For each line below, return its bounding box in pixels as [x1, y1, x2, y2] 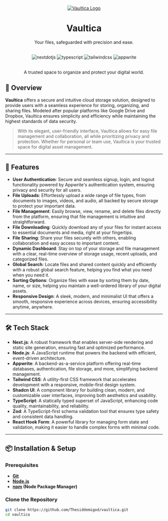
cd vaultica [5, 512, 30, 517]
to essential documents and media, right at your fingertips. [12, 229, 133, 235]
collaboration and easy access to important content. [12, 240, 120, 246]
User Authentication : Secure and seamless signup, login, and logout [12, 176, 154, 182]
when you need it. [12, 272, 50, 278]
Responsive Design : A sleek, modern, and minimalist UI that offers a [12, 293, 154, 299]
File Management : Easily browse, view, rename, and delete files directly [12, 208, 161, 214]
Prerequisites [5, 461, 38, 468]
